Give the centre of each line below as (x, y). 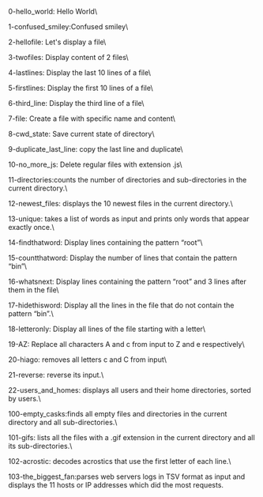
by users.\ (24, 399)
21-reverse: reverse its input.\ (56, 375)
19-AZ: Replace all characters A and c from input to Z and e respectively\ (126, 344)
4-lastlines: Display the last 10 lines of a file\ (80, 73)
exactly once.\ (32, 227)
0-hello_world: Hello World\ (53, 11)
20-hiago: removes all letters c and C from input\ (88, 360)
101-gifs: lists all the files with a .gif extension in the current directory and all (131, 437)
